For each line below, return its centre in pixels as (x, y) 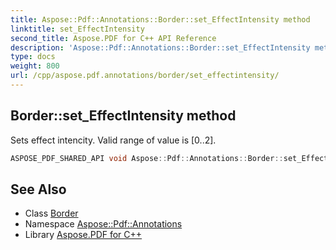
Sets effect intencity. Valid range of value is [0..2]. (113, 140)
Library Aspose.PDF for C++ (83, 235)
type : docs (33, 57)
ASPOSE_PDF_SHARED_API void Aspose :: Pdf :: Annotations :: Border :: (147, 158)
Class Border (51, 213)
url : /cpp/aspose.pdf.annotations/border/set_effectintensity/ (145, 76)
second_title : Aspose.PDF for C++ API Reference (113, 38)
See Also (38, 189)
